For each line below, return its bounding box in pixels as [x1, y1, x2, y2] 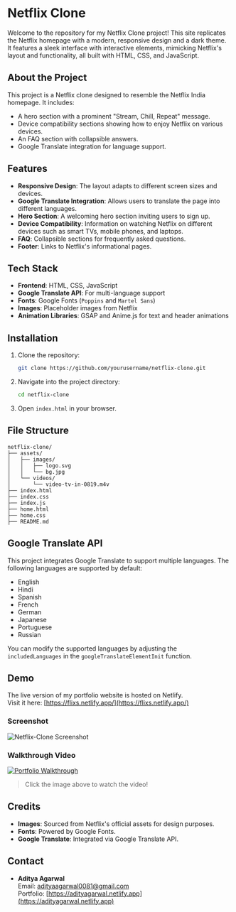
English [17, 577, 40, 586]
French [17, 600, 39, 609]
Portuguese [17, 623, 52, 631]
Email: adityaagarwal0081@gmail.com [17, 881, 129, 890]
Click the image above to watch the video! [24, 780, 148, 788]
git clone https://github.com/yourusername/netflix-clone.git [17, 364, 206, 372]
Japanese [17, 615, 48, 624]
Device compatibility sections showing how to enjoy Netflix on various [17, 119, 223, 128]
